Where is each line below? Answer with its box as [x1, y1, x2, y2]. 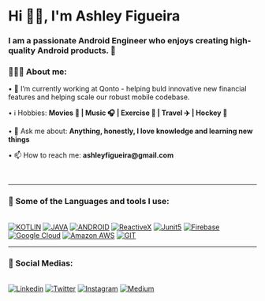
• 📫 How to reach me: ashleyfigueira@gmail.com [8, 150, 174, 160]
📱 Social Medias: [8, 258, 73, 269]
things [8, 135, 30, 144]
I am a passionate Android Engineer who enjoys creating [8, 35, 229, 46]
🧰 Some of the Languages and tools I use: [8, 196, 170, 207]
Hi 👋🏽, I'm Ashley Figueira [8, 7, 181, 25]
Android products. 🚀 [36, 45, 116, 56]
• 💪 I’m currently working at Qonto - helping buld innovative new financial [8, 84, 247, 94]
